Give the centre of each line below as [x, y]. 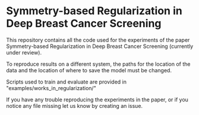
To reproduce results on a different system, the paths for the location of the [99, 64]
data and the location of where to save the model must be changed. [89, 70]
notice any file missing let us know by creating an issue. [75, 106]
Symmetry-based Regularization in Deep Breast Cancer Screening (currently [100, 46]
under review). [24, 52]
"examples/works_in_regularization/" [51, 88]
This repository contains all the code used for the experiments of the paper [98, 40]
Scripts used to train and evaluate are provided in [66, 82]
